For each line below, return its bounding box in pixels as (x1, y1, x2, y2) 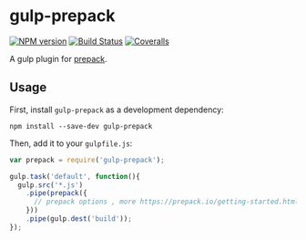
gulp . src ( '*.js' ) (17, 180, 84, 190)
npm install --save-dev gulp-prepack (9, 121, 153, 130)
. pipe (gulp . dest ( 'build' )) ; (25, 214, 132, 224)
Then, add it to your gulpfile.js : (9, 138, 133, 149)
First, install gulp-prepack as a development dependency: (9, 104, 225, 115)
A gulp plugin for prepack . (9, 53, 107, 64)
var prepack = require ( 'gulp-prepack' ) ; (9, 155, 166, 164)
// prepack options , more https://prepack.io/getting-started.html (33, 197, 300, 206)
